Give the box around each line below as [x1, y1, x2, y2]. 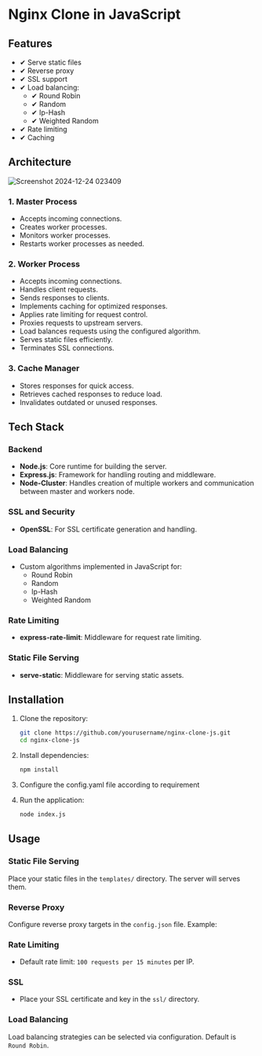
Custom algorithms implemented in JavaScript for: [19, 561, 183, 571]
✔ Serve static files [19, 57, 82, 67]
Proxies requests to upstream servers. [19, 318, 144, 328]
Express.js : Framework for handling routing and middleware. [19, 470, 217, 480]
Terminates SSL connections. [19, 344, 115, 353]
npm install [19, 766, 59, 774]
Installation [8, 693, 64, 706]
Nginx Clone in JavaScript [8, 6, 181, 24]
